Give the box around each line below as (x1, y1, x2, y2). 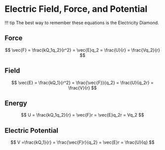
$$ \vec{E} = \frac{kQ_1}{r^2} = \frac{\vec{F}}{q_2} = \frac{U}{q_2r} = (11, 80, 154, 86)
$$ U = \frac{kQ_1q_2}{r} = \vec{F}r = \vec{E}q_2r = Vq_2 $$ (21, 112, 144, 118)
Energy (4, 99, 28, 107)
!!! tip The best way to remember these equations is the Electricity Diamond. (4, 20, 159, 26)
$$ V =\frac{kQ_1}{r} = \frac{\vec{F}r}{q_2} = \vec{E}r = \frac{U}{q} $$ (10, 139, 155, 146)
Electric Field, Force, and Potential (4, 3, 148, 15)
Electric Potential (4, 126, 59, 135)
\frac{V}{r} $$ (68, 85, 97, 90)
